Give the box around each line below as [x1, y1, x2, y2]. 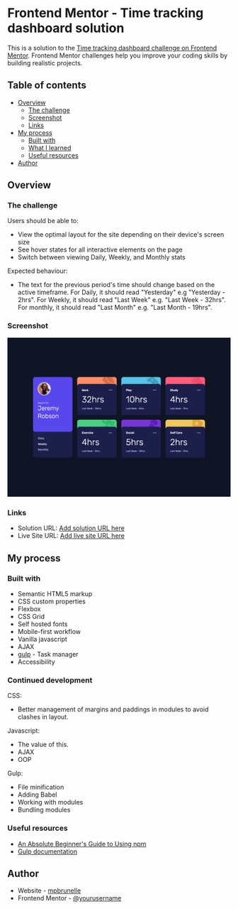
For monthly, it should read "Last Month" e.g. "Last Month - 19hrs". [17, 303, 212, 312]
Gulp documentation [17, 847, 78, 856]
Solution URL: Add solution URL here [17, 524, 125, 532]
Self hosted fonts [17, 620, 68, 628]
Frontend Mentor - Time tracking [7, 5, 204, 21]
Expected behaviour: [7, 267, 68, 275]
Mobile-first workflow [17, 628, 81, 636]
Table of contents [7, 80, 86, 92]
